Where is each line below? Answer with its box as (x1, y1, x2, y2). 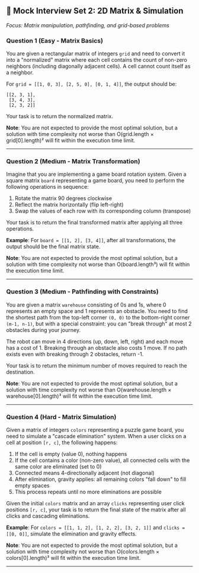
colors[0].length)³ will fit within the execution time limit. (6, 555, 141, 561)
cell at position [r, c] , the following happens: (6, 439, 118, 446)
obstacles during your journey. (6, 326, 81, 333)
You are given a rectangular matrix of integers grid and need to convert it (6, 50, 185, 57)
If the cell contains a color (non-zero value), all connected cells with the (14, 457, 190, 464)
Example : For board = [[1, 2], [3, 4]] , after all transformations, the (6, 237, 176, 244)
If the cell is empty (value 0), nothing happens (14, 451, 127, 457)
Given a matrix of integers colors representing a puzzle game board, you (6, 426, 184, 433)
